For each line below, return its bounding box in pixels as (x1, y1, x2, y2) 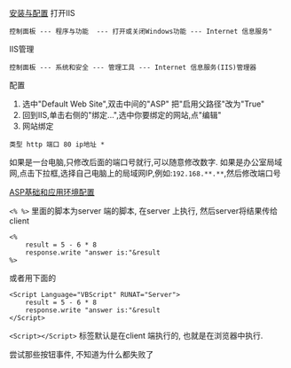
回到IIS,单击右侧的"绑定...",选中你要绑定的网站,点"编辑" (21, 110, 222, 120)
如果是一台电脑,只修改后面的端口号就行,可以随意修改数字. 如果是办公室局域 (9, 157, 283, 167)
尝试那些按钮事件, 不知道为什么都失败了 (9, 349, 153, 359)
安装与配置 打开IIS (9, 8, 75, 18)
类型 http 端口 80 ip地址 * (9, 140, 105, 149)
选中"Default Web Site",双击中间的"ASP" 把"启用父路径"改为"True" (21, 98, 265, 109)
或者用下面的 (9, 273, 56, 283)
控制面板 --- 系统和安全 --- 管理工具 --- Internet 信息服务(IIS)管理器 (9, 63, 257, 72)
